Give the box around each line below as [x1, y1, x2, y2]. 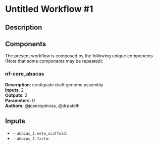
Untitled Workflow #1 [5, 3, 93, 15]
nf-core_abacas [5, 71, 45, 77]
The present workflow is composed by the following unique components [5, 53, 153, 59]
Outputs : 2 [5, 92, 28, 98]
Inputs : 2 [5, 87, 24, 93]
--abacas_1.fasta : [12, 135, 50, 141]
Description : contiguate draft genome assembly [5, 81, 104, 87]
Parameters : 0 [5, 97, 35, 103]
